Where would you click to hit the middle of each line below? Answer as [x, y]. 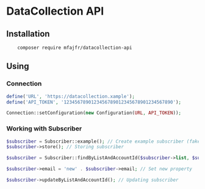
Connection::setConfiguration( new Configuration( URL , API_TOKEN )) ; [94, 113]
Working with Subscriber [44, 129]
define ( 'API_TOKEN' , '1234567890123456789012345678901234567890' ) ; [94, 102]
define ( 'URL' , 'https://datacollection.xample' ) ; [71, 96]
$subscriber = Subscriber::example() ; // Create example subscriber [95, 141]
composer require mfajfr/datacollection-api [75, 48]
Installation [28, 34]
